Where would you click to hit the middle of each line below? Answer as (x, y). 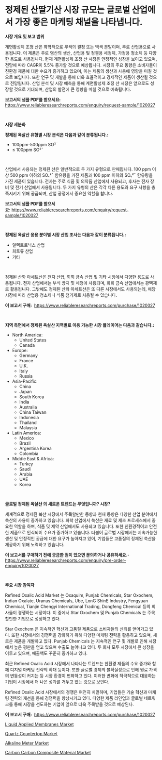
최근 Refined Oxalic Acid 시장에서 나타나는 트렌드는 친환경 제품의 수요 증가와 (78, 663)
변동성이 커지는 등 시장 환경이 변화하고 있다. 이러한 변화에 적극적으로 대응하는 (83, 676)
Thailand (28, 422)
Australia (28, 407)
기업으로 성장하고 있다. (39, 618)
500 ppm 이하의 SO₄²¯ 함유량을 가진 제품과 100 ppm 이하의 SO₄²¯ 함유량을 (81, 175)
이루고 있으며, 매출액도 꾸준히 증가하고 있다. (46, 653)
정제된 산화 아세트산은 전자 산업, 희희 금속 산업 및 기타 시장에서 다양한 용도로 (77, 277)
